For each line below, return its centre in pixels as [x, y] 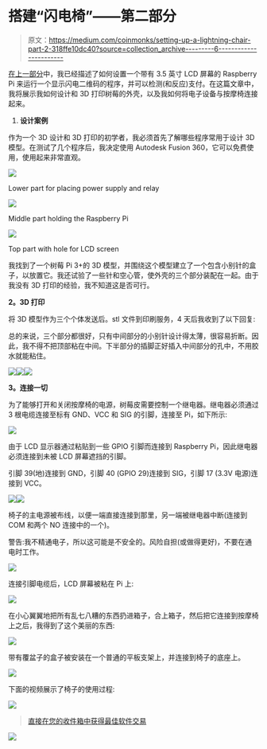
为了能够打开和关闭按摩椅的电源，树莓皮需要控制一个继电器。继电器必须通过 [133, 404]
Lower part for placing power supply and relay [84, 188]
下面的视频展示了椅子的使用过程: [62, 689]
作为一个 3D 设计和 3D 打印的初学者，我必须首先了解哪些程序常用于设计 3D [132, 137]
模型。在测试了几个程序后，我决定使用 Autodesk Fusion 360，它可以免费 [128, 147]
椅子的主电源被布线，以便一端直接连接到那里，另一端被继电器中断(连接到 [128, 515]
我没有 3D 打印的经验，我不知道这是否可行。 [81, 285]
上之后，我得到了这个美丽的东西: [62, 625]
